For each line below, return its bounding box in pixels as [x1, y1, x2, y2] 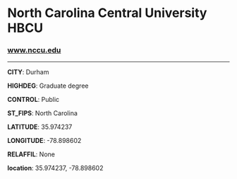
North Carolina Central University [7, 5, 207, 21]
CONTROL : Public [7, 96, 60, 104]
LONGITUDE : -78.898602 [7, 137, 82, 145]
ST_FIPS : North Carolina [7, 109, 78, 117]
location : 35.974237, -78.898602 [7, 164, 104, 173]
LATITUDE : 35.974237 [7, 122, 73, 132]
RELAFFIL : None [7, 150, 55, 158]
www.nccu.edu [7, 45, 61, 55]
